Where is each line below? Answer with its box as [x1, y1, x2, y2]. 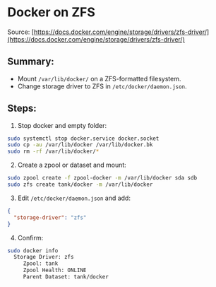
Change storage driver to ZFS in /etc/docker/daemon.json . [17, 82, 187, 90]
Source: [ [7, 28, 34, 36]
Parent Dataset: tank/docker [23, 274, 109, 281]
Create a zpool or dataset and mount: [17, 160, 127, 170]
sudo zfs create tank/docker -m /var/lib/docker [7, 181, 153, 188]
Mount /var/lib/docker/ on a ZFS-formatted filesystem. [17, 74, 181, 83]
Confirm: [17, 233, 44, 242]
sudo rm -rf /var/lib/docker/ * [7, 148, 100, 156]
